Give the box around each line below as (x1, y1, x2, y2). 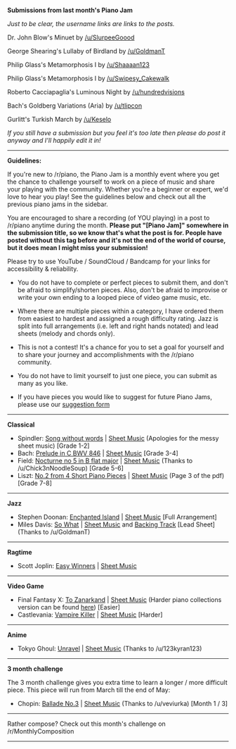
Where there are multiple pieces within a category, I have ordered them (17, 307, 223, 315)
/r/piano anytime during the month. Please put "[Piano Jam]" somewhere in (7, 221, 229, 229)
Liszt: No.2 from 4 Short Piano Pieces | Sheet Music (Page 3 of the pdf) (17, 472, 225, 479)
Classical (7, 420, 35, 429)
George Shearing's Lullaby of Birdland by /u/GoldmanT (7, 47, 166, 55)
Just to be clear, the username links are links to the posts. (7, 20, 175, 27)
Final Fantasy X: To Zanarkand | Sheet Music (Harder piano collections (17, 596, 222, 604)
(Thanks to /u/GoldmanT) (17, 528, 91, 536)
